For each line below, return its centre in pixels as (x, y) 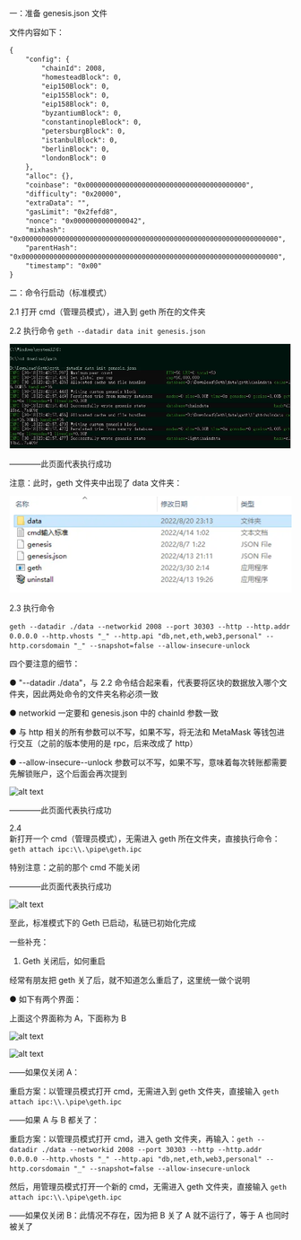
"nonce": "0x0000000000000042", (86, 221)
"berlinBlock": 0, (76, 149)
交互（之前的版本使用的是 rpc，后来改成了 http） (107, 743)
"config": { (47, 59)
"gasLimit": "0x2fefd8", (72, 212)
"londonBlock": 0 (73, 158)
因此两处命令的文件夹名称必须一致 (95, 694)
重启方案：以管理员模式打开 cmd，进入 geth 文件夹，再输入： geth (131, 1139)
